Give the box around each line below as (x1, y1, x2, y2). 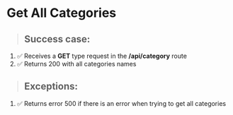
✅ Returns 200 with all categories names (16, 60, 137, 68)
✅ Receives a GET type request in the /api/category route (16, 52, 187, 60)
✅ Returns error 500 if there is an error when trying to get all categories (16, 99, 227, 107)
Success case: (23, 33, 91, 45)
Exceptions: (23, 80, 79, 92)
